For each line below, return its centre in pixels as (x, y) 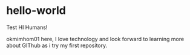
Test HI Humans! (27, 27)
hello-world (36, 11)
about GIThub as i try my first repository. (57, 45)
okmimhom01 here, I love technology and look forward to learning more (95, 39)
